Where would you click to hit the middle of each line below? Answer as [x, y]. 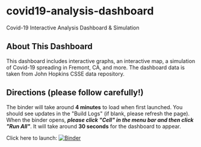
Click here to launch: [32, 138]
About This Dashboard [50, 46]
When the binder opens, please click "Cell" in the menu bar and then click [100, 120]
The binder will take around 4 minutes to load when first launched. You [94, 107]
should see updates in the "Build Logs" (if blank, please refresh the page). [98, 113]
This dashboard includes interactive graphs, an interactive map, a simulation [101, 61]
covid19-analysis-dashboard [80, 11]
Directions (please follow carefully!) [75, 93]
